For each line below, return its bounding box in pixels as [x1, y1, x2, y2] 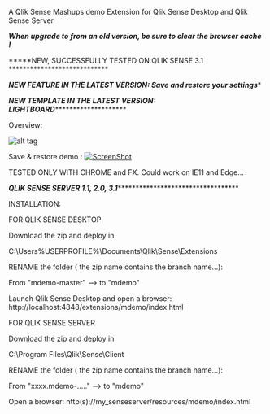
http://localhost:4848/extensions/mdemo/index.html [8, 303, 184, 312]
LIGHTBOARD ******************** [8, 105, 127, 114]
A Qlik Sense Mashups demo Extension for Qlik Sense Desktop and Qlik [8, 7, 248, 16]
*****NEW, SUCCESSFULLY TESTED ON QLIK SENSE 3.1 [8, 56, 204, 65]
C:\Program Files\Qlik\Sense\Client [8, 350, 124, 359]
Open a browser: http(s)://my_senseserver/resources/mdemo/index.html [8, 397, 251, 406]
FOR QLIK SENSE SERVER [8, 318, 96, 328]
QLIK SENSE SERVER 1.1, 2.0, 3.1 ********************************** [8, 183, 240, 193]
